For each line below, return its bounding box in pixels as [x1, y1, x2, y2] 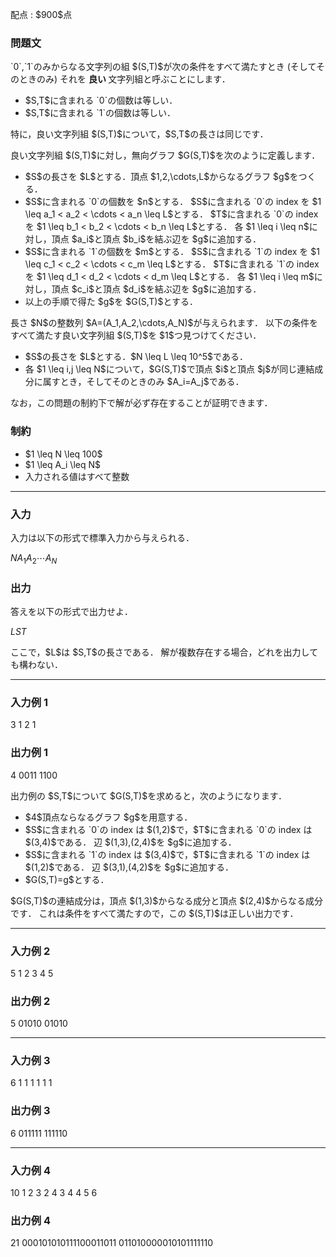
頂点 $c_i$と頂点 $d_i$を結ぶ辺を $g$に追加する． [51, 283, 262, 295]
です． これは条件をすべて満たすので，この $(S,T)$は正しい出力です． [10, 907, 299, 919]
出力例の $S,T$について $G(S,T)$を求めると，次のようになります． [10, 789, 288, 802]
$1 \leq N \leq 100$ [24, 448, 103, 460]
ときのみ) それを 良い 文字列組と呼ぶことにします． [18, 73, 231, 85]
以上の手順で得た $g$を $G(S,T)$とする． [24, 296, 199, 308]
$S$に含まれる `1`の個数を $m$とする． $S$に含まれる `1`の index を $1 [24, 246, 320, 258]
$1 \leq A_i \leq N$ [24, 458, 101, 470]
